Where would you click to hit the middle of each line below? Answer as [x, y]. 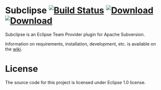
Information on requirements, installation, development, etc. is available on [80, 44]
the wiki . [14, 49]
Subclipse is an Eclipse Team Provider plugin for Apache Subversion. [75, 34]
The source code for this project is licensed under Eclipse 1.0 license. [76, 82]
